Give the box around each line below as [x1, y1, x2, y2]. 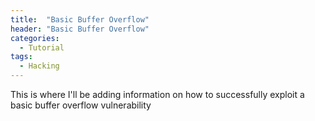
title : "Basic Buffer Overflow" [10, 14, 150, 25]
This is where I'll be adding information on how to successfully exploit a [10, 89, 305, 100]
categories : [10, 33, 60, 43]
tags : [10, 52, 33, 62]
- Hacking [19, 61, 60, 71]
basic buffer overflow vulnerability [10, 99, 152, 111]
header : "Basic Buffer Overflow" [10, 24, 150, 34]
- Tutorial [19, 42, 65, 53]
